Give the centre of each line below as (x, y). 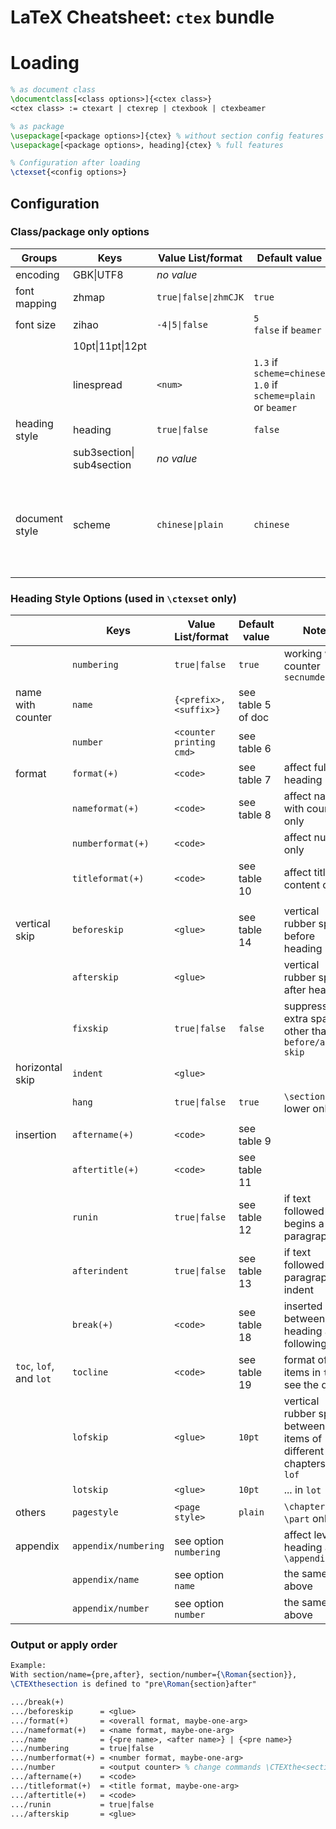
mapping (36, 303)
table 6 (255, 749)
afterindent (100, 1271)
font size (36, 324)
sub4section (102, 464)
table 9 (255, 1141)
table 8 (255, 815)
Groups (39, 258)
